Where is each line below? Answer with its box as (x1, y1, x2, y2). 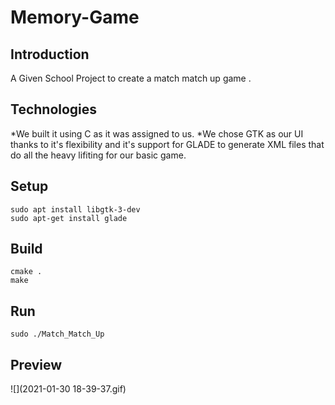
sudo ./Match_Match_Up (10, 329, 105, 340)
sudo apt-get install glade (10, 213, 128, 223)
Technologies (10, 101, 98, 118)
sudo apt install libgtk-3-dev (10, 204, 141, 215)
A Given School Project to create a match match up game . (10, 72, 252, 84)
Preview (10, 356, 63, 373)
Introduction (10, 46, 90, 63)
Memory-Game (10, 6, 140, 29)
